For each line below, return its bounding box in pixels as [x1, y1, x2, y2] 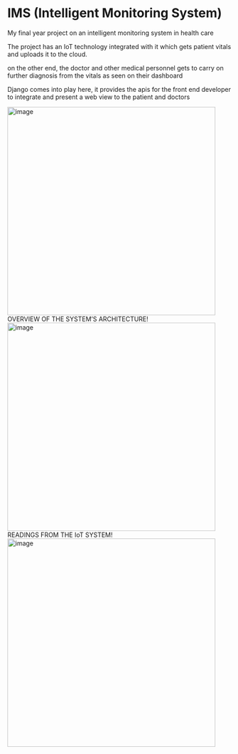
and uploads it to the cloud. [7, 50, 87, 58]
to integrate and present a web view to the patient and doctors [7, 93, 190, 101]
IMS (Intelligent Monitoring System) [7, 5, 222, 21]
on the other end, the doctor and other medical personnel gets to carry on [7, 63, 224, 72]
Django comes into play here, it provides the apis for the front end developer [7, 85, 231, 93]
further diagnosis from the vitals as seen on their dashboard [7, 71, 183, 80]
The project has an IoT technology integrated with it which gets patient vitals [7, 42, 232, 51]
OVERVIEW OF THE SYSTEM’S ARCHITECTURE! [7, 315, 149, 323]
